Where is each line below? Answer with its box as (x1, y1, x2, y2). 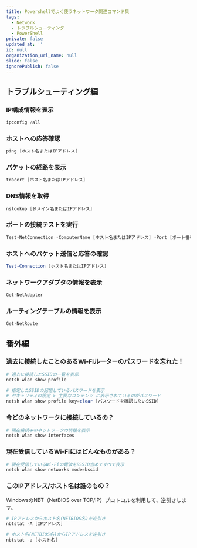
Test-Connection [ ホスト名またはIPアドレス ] (6, 263, 107, 269)
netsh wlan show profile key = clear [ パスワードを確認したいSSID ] (6, 398, 159, 404)
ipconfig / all (6, 119, 41, 125)
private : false (6, 36, 43, 42)
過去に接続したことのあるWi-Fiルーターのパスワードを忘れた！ (6, 357, 184, 366)
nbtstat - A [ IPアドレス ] (6, 521, 63, 527)
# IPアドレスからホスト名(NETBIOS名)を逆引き (6, 516, 106, 522)
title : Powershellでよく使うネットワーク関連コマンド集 (6, 8, 130, 15)
